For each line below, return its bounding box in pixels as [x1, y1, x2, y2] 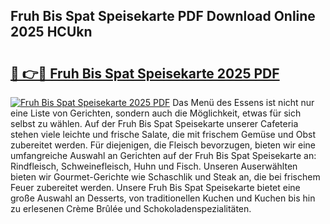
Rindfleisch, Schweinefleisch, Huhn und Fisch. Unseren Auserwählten [10, 160, 298, 172]
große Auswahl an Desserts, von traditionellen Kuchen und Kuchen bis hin [10, 192, 316, 204]
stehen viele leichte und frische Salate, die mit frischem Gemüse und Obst [10, 129, 316, 140]
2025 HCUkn [10, 24, 93, 41]
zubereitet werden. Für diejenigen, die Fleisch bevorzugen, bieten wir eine [10, 139, 317, 151]
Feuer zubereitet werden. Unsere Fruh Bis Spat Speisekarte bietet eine [10, 182, 301, 193]
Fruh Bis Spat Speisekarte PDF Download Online [10, 8, 316, 25]
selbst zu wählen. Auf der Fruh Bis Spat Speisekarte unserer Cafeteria [10, 118, 299, 129]
